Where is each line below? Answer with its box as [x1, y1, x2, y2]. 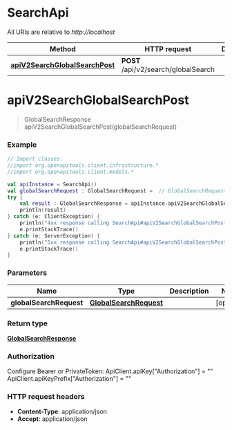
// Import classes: [7, 156, 64, 163]
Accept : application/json [17, 415, 88, 423]
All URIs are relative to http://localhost [7, 28, 115, 36]
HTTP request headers [7, 392, 85, 402]
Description [169, 286, 209, 296]
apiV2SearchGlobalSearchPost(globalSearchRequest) [23, 123, 177, 131]
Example [7, 140, 37, 150]
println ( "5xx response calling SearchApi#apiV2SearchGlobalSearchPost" [19, 239, 230, 246]
